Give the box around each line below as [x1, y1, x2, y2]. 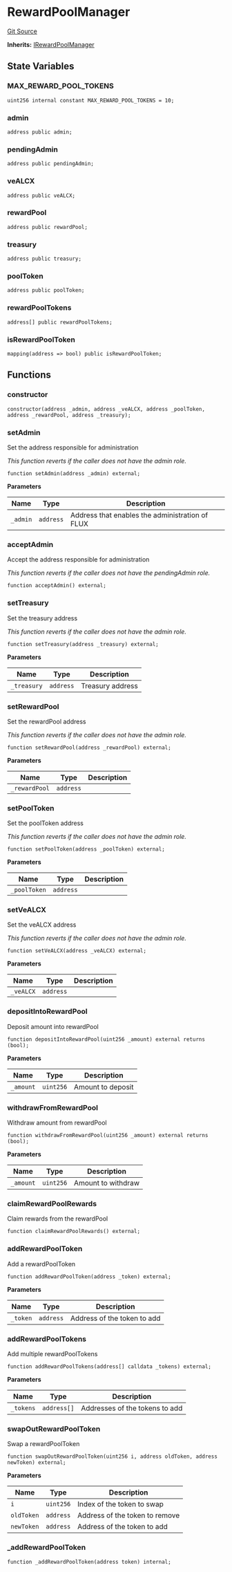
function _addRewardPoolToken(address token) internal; [7, 1558, 171, 1565]
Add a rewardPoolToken [7, 1259, 76, 1268]
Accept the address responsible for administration [7, 555, 150, 564]
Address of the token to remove [77, 1510, 180, 1520]
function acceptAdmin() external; [7, 582, 107, 589]
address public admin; [7, 129, 72, 136]
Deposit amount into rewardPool [7, 1022, 99, 1030]
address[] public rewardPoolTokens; [7, 319, 113, 326]
